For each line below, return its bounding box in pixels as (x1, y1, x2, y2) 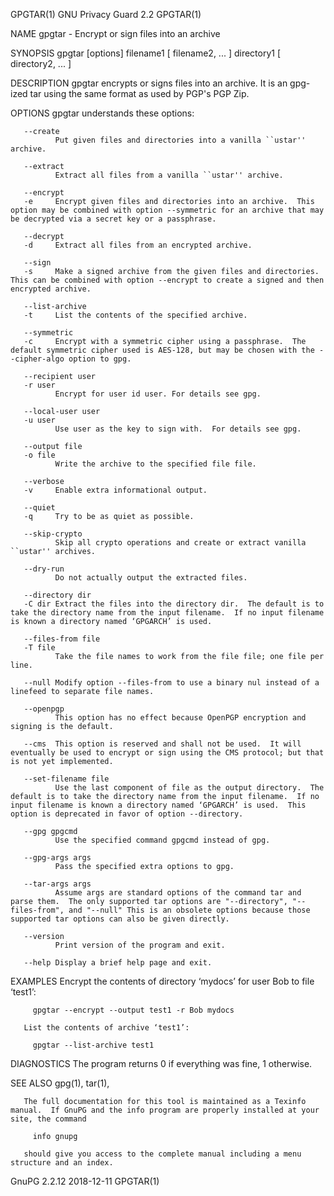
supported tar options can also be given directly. (10, 914, 230, 924)
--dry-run (23, 564, 65, 574)
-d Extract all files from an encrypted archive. (23, 240, 253, 250)
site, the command (10, 1114, 87, 1124)
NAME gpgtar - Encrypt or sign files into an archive (10, 28, 221, 39)
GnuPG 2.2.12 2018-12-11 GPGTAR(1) (10, 1175, 160, 1187)
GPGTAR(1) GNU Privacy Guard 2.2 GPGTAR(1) (10, 9, 202, 20)
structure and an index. (10, 1158, 114, 1168)
